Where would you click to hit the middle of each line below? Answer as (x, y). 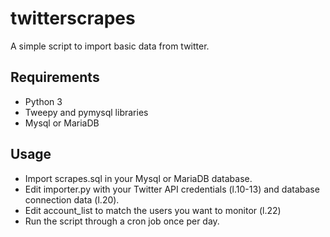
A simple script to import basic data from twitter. (110, 46)
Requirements (55, 77)
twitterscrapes (73, 18)
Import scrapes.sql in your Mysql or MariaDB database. (138, 178)
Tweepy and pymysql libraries (86, 112)
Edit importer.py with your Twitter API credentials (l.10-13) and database (172, 189)
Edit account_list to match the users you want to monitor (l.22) (153, 210)
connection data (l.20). (72, 199)
